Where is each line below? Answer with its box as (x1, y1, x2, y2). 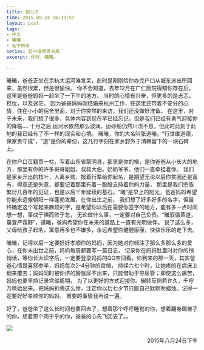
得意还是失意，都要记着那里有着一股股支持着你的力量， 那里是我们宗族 (16, 180, 194, 188)
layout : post (6, 20, 39, 26)
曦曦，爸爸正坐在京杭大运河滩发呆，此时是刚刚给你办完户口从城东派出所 (6, 76, 187, 84)
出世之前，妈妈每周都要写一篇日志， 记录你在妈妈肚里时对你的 (32, 246, 189, 254)
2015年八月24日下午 (147, 337, 198, 344)
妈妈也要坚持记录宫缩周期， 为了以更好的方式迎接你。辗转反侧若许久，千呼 (6, 277, 194, 284)
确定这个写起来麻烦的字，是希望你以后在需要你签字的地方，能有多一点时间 (11, 203, 198, 210)
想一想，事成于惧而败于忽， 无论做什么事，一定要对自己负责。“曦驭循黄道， (6, 210, 197, 218)
